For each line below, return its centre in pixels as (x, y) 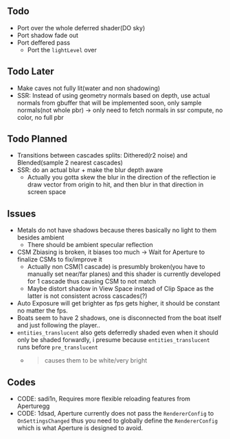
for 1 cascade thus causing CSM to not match (92, 281)
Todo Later (31, 72)
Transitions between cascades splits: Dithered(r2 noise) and (102, 156)
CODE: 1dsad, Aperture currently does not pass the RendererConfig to (115, 414)
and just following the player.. (59, 325)
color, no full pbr (40, 117)
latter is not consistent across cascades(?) (87, 296)
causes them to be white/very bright (96, 361)
